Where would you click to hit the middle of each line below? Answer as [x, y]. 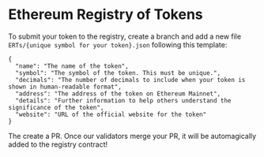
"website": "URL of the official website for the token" [111, 114]
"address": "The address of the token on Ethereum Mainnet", [118, 93]
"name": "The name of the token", [72, 66]
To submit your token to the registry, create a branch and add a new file [125, 36]
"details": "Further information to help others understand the [123, 100]
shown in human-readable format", [65, 87]
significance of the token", [56, 107]
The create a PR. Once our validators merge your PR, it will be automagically [132, 136]
